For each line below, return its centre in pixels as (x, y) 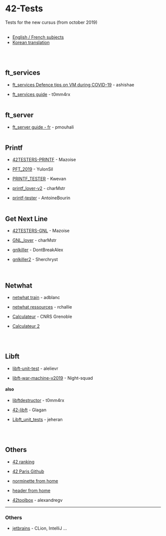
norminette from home (35, 481)
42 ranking (23, 462)
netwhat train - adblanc (36, 297)
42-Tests (24, 9)
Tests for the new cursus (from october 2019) (51, 22)
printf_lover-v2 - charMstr (39, 188)
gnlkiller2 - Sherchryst (35, 260)
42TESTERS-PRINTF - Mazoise (44, 160)
